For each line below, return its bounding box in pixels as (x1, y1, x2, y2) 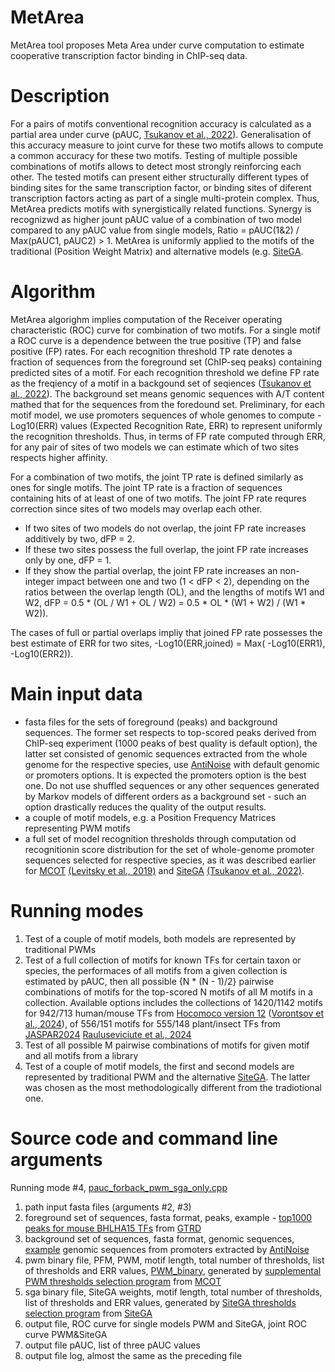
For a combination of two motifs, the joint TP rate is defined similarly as (10, 471, 304, 483)
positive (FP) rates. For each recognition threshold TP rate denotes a (10, 345, 293, 357)
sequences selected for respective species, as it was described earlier (24, 854, 317, 866)
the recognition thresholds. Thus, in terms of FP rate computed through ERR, (10, 430, 326, 442)
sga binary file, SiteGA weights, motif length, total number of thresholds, (24, 1286, 323, 1298)
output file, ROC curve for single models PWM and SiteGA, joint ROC (24, 1317, 308, 1330)
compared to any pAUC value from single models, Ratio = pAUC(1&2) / (10, 224, 300, 236)
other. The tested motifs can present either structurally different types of (10, 171, 310, 183)
